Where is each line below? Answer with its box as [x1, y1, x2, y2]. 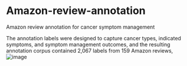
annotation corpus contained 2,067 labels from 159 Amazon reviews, [6, 47, 173, 54]
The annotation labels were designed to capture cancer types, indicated [6, 34, 182, 41]
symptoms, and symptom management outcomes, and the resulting [6, 41, 170, 48]
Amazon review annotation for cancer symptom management [6, 23, 155, 30]
